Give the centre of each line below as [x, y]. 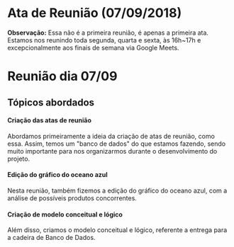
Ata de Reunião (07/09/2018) [95, 13]
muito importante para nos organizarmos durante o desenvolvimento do [112, 151]
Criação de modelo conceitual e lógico [65, 214]
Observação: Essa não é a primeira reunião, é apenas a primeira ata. [108, 33]
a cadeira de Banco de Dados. [51, 238]
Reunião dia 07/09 [62, 76]
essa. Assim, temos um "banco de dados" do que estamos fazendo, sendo [116, 144]
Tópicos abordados [51, 102]
